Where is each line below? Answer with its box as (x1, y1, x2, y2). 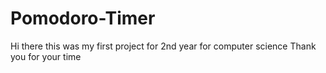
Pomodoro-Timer (10, 7, 156, 30)
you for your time (10, 50, 82, 62)
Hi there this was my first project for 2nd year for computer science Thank (10, 40, 317, 52)
